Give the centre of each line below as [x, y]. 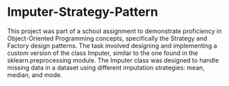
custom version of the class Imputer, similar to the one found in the [103, 53]
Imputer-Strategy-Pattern [83, 12]
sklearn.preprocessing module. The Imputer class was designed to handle [113, 60]
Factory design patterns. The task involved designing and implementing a [112, 45]
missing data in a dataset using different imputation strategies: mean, [106, 67]
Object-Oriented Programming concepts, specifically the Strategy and [107, 38]
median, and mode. [35, 75]
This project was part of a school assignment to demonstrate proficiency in [114, 31]
